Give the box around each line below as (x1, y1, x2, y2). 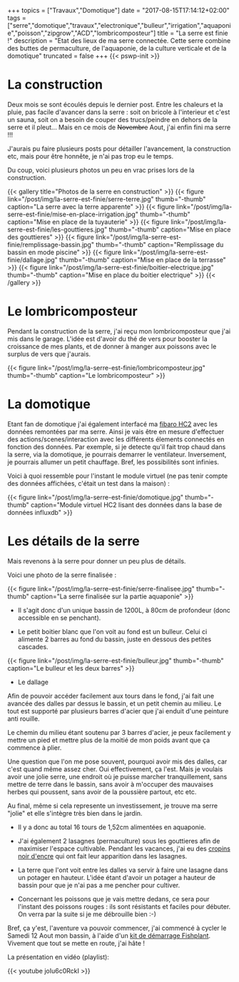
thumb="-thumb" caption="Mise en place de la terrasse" (59, 255, 226, 264)
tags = (7, 14, 26, 22)
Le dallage (17, 678, 49, 686)
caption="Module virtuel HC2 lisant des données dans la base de (31, 500, 223, 509)
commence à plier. (7, 743, 62, 752)
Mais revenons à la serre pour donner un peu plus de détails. (7, 556, 186, 565)
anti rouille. (7, 714, 41, 723)
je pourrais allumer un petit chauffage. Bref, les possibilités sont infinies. (7, 457, 220, 466)
